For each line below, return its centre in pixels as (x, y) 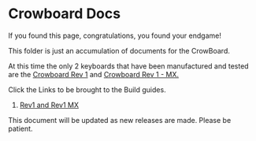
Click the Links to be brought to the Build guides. (87, 89)
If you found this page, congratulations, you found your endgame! (115, 35)
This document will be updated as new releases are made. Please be (120, 120)
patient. (20, 128)
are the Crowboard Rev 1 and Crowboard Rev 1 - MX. (94, 74)
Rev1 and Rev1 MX (49, 105)
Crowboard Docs (64, 14)
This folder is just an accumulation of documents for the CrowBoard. (119, 50)
